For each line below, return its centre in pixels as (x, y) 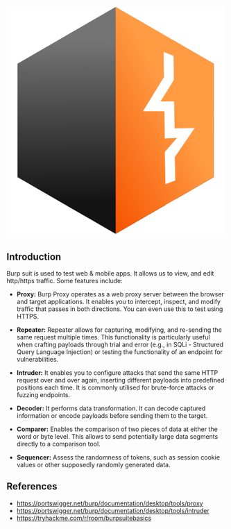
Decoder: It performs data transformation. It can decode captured (111, 408)
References (32, 486)
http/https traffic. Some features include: (65, 281)
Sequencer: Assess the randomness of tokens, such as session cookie (118, 457)
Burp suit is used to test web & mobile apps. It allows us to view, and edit (110, 274)
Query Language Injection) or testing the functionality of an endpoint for (120, 352)
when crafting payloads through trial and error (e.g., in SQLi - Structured (120, 345)
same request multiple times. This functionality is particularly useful (113, 337)
